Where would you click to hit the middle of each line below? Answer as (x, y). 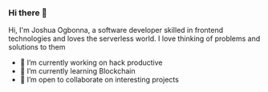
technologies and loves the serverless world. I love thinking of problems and (134, 38)
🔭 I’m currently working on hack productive (91, 62)
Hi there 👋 (28, 13)
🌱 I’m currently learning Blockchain (77, 71)
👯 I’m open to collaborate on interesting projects (99, 80)
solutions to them (37, 47)
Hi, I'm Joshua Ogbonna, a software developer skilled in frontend (116, 30)
